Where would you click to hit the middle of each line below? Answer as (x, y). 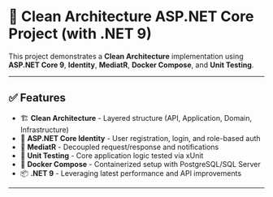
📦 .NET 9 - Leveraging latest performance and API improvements (131, 173)
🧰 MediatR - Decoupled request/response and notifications (119, 147)
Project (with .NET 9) (80, 34)
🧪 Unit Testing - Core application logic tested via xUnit (112, 155)
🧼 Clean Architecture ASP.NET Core (131, 17)
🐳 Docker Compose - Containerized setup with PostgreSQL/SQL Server (141, 164)
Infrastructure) (44, 130)
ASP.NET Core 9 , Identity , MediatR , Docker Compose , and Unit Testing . (131, 65)
